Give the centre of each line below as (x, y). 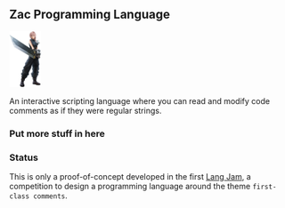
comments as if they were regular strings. (85, 110)
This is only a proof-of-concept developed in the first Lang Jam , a (130, 177)
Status (24, 157)
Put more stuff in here (57, 133)
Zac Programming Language (90, 15)
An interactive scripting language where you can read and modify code (139, 100)
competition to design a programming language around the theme (130, 187)
